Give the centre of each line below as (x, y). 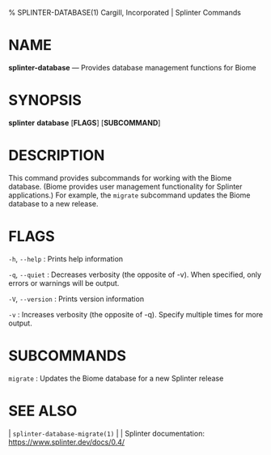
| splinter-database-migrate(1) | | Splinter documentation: (106, 433)
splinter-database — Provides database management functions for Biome (132, 67)
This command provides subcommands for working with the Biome (120, 177)
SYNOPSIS (45, 100)
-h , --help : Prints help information (66, 258)
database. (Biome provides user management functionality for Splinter (125, 186)
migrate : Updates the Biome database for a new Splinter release (116, 378)
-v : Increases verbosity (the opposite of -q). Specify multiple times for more (136, 314)
